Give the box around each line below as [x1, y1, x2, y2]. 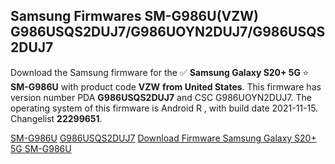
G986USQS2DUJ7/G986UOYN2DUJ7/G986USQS [10, 24, 326, 41]
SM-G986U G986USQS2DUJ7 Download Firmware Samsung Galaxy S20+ [10, 132, 317, 144]
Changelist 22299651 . [10, 112, 103, 124]
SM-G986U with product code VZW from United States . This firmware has [10, 80, 322, 93]
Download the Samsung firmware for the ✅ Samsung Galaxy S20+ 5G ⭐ [10, 66, 310, 78]
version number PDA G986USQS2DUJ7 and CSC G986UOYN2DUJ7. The [10, 91, 312, 103]
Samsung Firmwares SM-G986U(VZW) [10, 8, 259, 25]
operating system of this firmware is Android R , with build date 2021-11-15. [10, 102, 319, 114]
